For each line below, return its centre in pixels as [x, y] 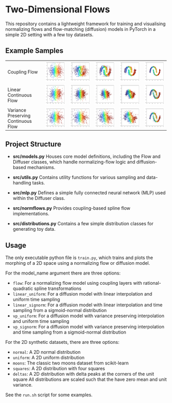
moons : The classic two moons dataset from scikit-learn [71, 363]
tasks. [39, 183]
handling [22, 183]
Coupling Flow [23, 72]
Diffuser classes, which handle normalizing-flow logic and [74, 162]
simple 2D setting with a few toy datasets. [49, 34]
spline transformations [58, 288]
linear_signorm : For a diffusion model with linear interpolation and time [88, 305]
